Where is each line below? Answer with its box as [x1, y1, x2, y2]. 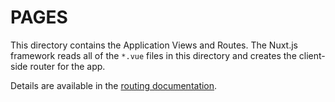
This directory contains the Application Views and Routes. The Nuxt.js [10, 39, 298, 51]
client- [298, 49, 326, 61]
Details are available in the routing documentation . [10, 79, 218, 91]
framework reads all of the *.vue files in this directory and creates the [10, 49, 297, 61]
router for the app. [29, 60, 106, 72]
